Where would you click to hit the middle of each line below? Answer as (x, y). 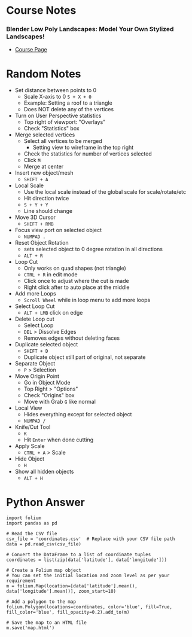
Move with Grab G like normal (60, 402)
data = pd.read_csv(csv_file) (44, 544)
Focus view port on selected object (58, 230)
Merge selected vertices (45, 135)
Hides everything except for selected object (78, 414)
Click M (32, 160)
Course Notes (41, 10)
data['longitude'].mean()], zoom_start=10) (61, 592)
